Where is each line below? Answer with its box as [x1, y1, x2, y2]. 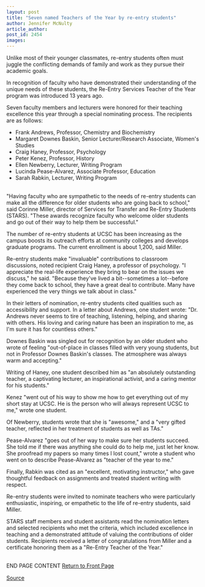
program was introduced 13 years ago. [6, 92, 104, 99]
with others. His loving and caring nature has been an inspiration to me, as [6, 319, 194, 326]
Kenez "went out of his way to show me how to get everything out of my [6, 394, 188, 401]
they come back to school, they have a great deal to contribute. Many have [6, 281, 195, 288]
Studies [15, 142, 35, 149]
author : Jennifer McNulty [6, 20, 72, 26]
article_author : [6, 26, 48, 32]
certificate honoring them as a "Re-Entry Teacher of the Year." [6, 544, 163, 551]
